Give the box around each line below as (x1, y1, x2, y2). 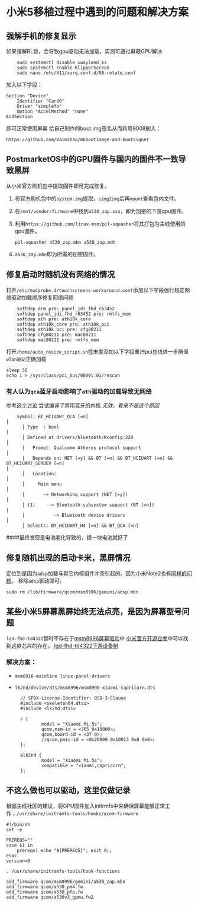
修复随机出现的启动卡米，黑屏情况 (6, 553, 131, 563)
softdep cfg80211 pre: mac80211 (17, 332, 96, 338)
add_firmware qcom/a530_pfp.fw (6, 889, 83, 895)
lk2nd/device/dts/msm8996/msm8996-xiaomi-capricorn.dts (14, 685, 155, 691)
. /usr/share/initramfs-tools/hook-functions (6, 868, 120, 874)
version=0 (6, 858, 31, 864)
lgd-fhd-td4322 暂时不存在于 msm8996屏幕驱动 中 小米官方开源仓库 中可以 (6, 634, 183, 641)
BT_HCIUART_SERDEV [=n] (6, 460, 65, 466)
